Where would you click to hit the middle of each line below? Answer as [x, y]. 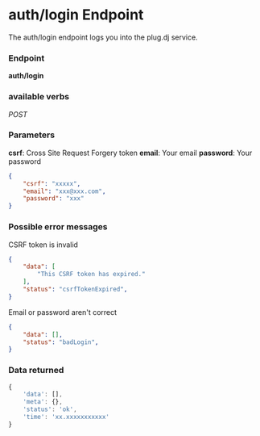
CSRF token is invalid [43, 245]
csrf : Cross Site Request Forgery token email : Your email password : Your [130, 153]
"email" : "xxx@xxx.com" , [64, 191]
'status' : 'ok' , [50, 409]
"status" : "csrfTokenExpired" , [75, 289]
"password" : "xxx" [54, 199]
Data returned [36, 371]
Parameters [31, 135]
